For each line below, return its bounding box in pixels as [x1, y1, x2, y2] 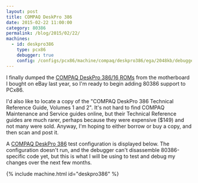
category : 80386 [6, 25, 46, 31]
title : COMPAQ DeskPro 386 [6, 14, 72, 20]
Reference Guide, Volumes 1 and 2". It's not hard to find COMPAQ [6, 104, 165, 111]
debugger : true [16, 52, 54, 58]
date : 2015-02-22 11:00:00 [6, 19, 72, 25]
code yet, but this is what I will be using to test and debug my [27, 152, 176, 160]
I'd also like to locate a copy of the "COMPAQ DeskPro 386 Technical [6, 97, 174, 104]
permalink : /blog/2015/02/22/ [6, 30, 81, 36]
